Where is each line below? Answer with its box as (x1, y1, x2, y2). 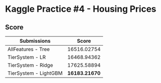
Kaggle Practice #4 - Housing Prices (5, 3, 157, 15)
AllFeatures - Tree (7, 46, 50, 53)
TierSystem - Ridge (7, 62, 53, 68)
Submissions (19, 38, 51, 44)
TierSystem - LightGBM (7, 70, 63, 77)
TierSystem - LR (7, 54, 46, 60)
